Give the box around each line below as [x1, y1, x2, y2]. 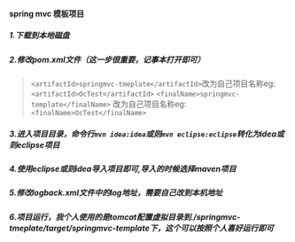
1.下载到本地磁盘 [9, 30, 70, 41]
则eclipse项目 [9, 139, 60, 150]
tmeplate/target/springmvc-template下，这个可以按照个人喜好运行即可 [9, 222, 275, 233]
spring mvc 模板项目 [9, 8, 85, 19]
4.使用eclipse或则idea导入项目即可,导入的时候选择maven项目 [9, 163, 237, 174]
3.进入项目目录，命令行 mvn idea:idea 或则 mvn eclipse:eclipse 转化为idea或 [9, 129, 285, 139]
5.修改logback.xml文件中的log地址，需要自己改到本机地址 [9, 187, 223, 199]
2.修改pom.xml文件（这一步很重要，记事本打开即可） [9, 54, 206, 65]
